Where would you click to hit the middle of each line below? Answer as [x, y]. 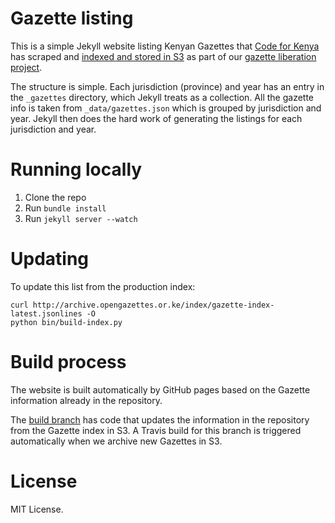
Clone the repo [55, 197]
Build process [68, 362]
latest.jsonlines [46, 313]
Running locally [76, 169]
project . [26, 67]
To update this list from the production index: [103, 286]
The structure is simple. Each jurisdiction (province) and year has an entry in [167, 86]
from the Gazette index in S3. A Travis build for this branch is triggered [156, 430]
